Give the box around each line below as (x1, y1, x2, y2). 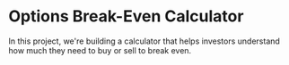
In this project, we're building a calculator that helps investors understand (8, 36, 280, 46)
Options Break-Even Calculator (8, 6, 244, 27)
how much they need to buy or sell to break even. (8, 45, 192, 55)
